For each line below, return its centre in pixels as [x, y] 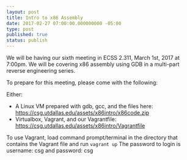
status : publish [27, 40]
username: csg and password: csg [50, 151]
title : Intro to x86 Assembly [45, 18]
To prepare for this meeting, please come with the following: [82, 82]
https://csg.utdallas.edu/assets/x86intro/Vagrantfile [80, 125]
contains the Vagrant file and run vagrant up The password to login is [94, 144]
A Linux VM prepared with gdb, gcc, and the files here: [84, 106]
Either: [15, 94]
